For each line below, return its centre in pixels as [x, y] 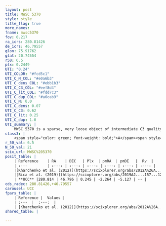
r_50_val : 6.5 [20, 143]
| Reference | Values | [40, 198]
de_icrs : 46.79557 [24, 46]
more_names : [17, 28]
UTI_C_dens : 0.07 [23, 106]
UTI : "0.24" [17, 70]
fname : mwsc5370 [22, 33]
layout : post [19, 10]
